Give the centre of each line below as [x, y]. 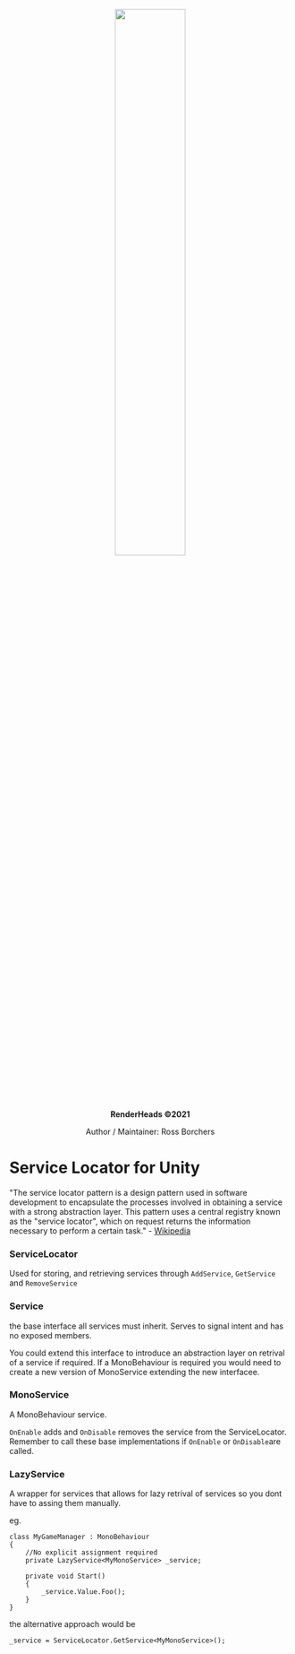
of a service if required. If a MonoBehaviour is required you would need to [145, 1362]
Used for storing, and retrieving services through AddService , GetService [143, 1274]
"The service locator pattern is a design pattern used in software [128, 1192]
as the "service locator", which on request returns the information [130, 1221]
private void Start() [65, 1576]
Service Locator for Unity [105, 1168]
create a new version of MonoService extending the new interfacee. [135, 1372]
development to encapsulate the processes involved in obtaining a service [146, 1202]
